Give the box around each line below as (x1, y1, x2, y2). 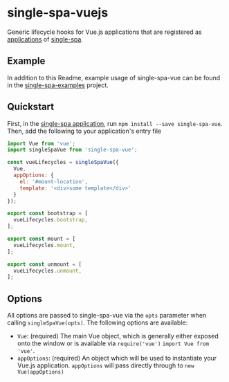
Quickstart (7, 101, 55, 113)
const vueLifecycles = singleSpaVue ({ (7, 159, 119, 166)
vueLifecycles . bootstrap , (13, 217, 89, 224)
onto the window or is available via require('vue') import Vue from (17, 339, 210, 347)
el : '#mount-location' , (19, 178, 89, 185)
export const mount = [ (7, 235, 76, 243)
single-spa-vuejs (7, 5, 109, 21)
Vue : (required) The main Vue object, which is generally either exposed (17, 332, 219, 340)
